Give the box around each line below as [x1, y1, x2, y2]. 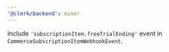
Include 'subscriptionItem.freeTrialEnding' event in [7, 29, 163, 37]
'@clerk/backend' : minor [7, 10, 80, 17]
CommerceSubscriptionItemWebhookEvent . [7, 36, 123, 45]
